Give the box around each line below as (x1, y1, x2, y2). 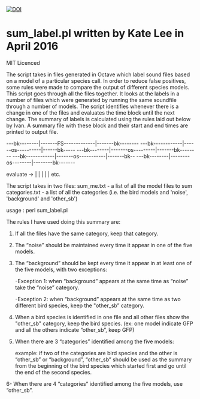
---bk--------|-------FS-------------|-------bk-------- (6, 140, 140, 147)
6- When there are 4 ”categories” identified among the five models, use (6, 380, 183, 387)
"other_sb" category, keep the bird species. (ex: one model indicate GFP (14, 320, 193, 327)
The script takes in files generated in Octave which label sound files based (6, 71, 190, 78)
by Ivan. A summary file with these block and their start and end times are (6, 122, 189, 129)
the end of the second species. (14, 368, 92, 376)
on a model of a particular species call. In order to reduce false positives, (6, 77, 186, 84)
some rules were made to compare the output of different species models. (6, 83, 190, 91)
